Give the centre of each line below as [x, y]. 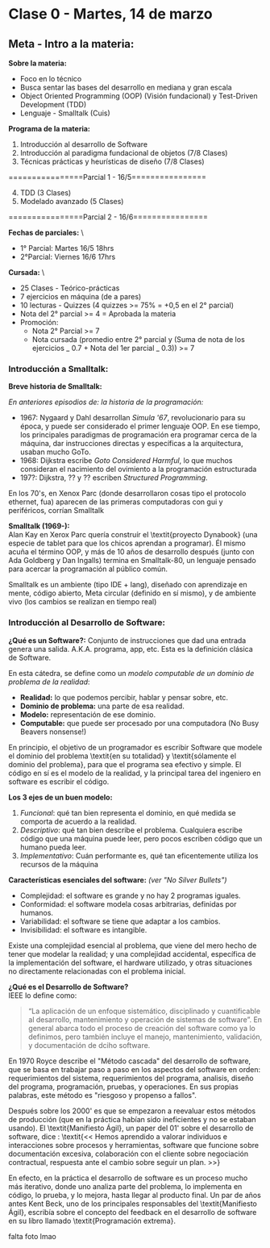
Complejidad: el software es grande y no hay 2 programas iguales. [130, 895]
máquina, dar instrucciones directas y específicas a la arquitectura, [131, 444]
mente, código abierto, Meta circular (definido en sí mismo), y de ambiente [132, 593]
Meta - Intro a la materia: [71, 44]
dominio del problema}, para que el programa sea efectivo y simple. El [125, 764]
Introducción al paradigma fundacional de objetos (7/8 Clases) [124, 153]
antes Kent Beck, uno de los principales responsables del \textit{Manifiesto [133, 1204]
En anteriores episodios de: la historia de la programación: [106, 402]
